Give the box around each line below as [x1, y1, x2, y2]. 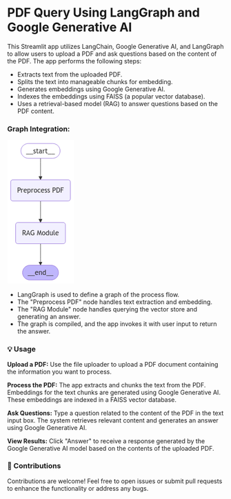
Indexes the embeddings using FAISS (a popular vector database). [17, 92, 205, 101]
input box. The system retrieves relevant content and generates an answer [7, 416, 219, 425]
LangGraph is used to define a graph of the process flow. [17, 291, 180, 299]
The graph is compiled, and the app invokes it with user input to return [17, 320, 217, 328]
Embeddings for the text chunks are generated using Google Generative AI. [7, 388, 221, 396]
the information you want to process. [7, 367, 112, 376]
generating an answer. [17, 312, 81, 321]
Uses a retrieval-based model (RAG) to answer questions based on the [17, 99, 219, 108]
